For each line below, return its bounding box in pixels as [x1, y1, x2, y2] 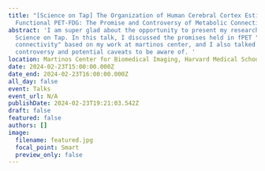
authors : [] [8, 121, 47, 129]
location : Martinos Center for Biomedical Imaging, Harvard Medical [8, 56, 238, 64]
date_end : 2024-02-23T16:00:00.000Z [8, 70, 129, 78]
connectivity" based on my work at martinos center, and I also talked [15, 41, 256, 49]
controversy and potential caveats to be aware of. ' [15, 48, 196, 56]
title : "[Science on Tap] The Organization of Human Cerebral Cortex [8, 11, 242, 20]
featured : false [8, 114, 62, 122]
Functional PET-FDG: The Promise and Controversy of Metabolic [15, 19, 227, 27]
